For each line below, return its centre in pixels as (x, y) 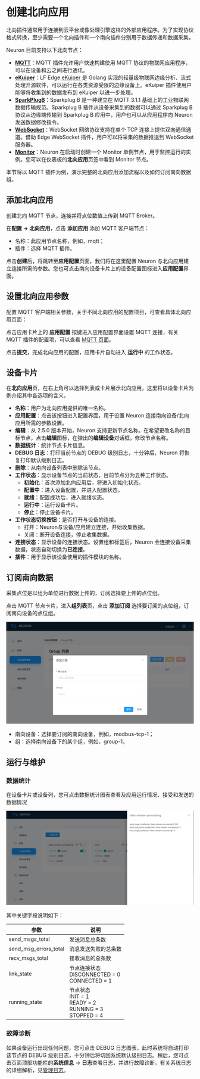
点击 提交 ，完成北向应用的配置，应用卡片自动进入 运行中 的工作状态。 (91, 352)
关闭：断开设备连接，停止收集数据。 (68, 535)
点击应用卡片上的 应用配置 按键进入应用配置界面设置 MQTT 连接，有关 (92, 332)
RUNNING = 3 (86, 1009)
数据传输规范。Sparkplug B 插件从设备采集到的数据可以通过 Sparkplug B (104, 107)
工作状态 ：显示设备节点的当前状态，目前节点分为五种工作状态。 (93, 475)
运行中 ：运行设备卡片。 (52, 505)
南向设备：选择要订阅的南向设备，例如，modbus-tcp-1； (84, 734)
